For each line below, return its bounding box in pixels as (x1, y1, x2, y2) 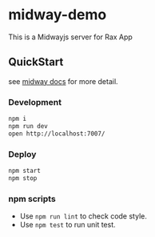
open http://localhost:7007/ (8, 130, 105, 138)
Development (8, 96, 62, 107)
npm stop (8, 174, 38, 182)
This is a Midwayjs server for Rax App (8, 32, 133, 42)
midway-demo (8, 6, 107, 24)
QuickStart (8, 55, 64, 69)
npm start (8, 167, 42, 175)
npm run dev (8, 122, 48, 130)
